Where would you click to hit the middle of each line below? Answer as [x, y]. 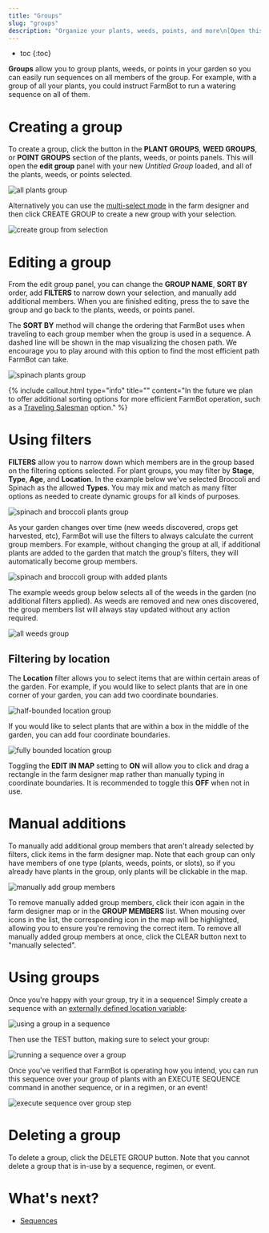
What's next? [54, 1199]
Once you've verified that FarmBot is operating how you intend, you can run [133, 1070]
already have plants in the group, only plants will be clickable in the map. [128, 871]
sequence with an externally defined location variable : [98, 1008]
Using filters [50, 440]
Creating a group [65, 127]
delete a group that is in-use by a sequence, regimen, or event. [112, 1166]
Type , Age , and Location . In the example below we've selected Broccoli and [134, 479]
